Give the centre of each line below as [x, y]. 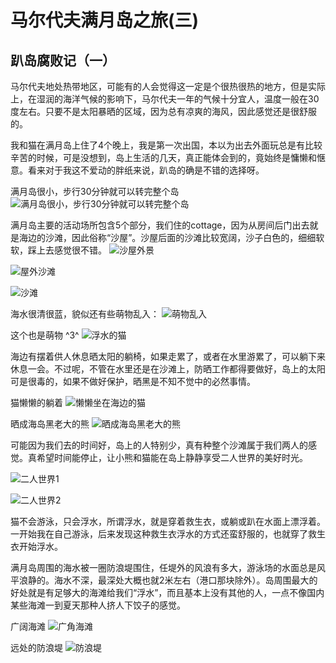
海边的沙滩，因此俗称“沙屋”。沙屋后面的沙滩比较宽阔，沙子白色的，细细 [167, 237]
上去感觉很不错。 [71, 250]
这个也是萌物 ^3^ [45, 335]
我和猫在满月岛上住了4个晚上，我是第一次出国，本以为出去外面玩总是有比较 [166, 145]
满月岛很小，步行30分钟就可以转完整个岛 [95, 191]
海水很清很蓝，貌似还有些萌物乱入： [85, 314]
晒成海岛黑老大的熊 [50, 424]
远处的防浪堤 [36, 647]
